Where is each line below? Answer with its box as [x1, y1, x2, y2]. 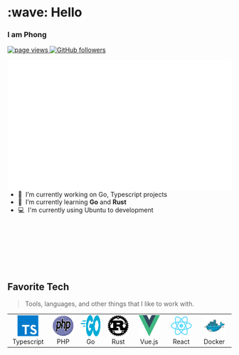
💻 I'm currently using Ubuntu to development [17, 206, 154, 214]
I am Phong [7, 30, 48, 40]
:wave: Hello [7, 4, 83, 21]
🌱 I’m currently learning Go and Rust [17, 198, 127, 206]
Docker [203, 337, 225, 346]
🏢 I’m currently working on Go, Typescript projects [17, 190, 168, 199]
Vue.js [139, 337, 159, 346]
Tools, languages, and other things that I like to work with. [24, 300, 194, 308]
